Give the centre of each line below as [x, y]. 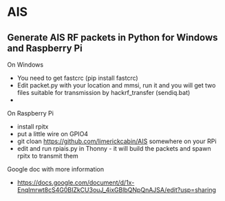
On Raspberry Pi [30, 113]
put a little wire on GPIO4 [52, 134]
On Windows [25, 65]
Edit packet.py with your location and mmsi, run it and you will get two [116, 85]
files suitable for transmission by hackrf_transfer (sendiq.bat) [104, 93]
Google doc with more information [56, 169]
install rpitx [33, 127]
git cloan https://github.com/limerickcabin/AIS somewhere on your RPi [117, 141]
